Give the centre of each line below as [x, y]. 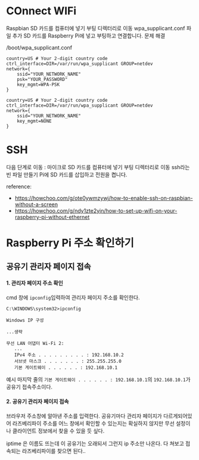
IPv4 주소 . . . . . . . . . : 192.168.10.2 [69, 355]
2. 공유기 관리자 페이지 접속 [38, 402]
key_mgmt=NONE [34, 121]
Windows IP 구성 [25, 320]
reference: [19, 187]
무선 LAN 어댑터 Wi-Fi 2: [35, 343]
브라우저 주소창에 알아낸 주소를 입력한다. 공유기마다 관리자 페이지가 [84, 416]
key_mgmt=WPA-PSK [38, 85]
